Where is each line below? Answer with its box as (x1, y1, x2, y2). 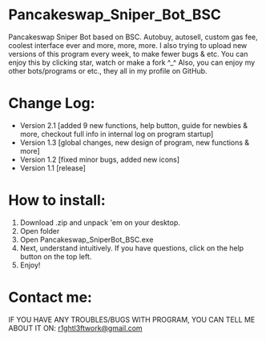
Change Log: (8, 94, 95, 113)
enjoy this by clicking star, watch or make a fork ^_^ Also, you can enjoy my (8, 58, 256, 67)
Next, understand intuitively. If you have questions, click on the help (19, 243, 244, 253)
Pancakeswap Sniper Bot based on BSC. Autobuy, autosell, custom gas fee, (8, 32, 258, 42)
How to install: (8, 191, 106, 210)
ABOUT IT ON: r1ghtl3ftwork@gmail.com (8, 323, 143, 333)
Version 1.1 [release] (19, 162, 87, 173)
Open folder (19, 226, 60, 235)
